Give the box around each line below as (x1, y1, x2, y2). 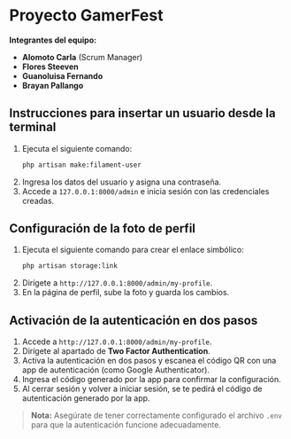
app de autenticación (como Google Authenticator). (21, 365, 211, 375)
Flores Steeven (21, 61, 80, 72)
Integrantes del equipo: (9, 35, 97, 45)
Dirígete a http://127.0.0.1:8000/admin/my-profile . (21, 278, 213, 288)
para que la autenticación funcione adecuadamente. (30, 419, 221, 430)
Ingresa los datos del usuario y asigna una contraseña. (21, 176, 222, 187)
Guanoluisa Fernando (21, 70, 103, 81)
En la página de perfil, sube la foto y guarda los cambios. (21, 287, 230, 298)
